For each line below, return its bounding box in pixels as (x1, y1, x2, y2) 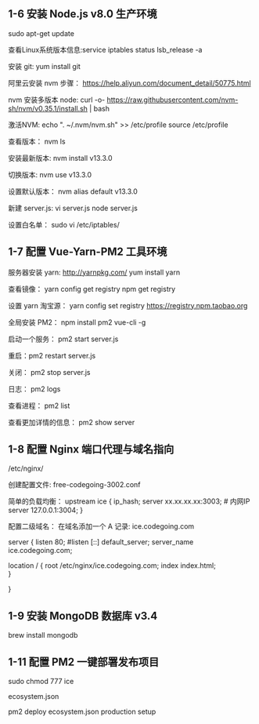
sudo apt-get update (8, 28, 74, 38)
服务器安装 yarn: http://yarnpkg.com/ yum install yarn (8, 267, 181, 277)
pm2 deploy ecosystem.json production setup (8, 707, 156, 716)
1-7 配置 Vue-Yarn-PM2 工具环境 (8, 246, 167, 259)
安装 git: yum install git (8, 61, 81, 71)
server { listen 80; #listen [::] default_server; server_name (8, 537, 194, 547)
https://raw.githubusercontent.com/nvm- (106, 95, 239, 104)
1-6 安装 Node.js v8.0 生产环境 (8, 7, 157, 21)
